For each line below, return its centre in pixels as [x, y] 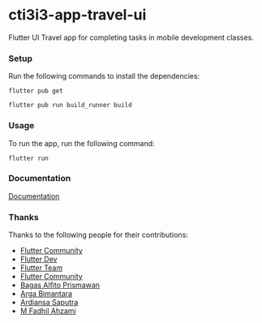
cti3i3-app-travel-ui [77, 15]
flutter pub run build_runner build [70, 106]
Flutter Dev [39, 259]
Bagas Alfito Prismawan [60, 285]
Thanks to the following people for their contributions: [99, 235]
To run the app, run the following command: [82, 143]
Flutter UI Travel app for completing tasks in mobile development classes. [131, 37]
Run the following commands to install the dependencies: [104, 76]
